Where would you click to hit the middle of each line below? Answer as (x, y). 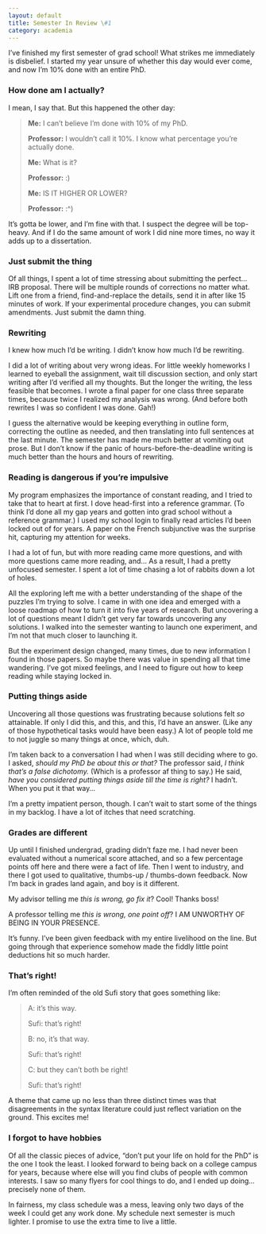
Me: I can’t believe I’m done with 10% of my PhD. (108, 123)
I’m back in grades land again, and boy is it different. (94, 884)
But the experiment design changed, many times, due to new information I (129, 650)
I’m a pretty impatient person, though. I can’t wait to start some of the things (133, 804)
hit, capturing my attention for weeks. (69, 537)
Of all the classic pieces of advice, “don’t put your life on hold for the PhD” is (133, 1155)
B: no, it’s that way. (58, 1039)
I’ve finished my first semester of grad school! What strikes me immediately (132, 53)
